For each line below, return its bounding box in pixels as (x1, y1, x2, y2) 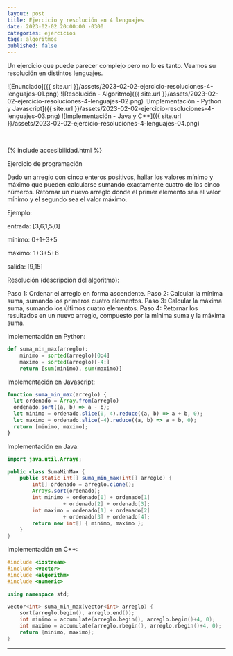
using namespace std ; (7, 591, 70, 598)
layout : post (7, 10, 45, 17)
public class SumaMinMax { (7, 468, 85, 476)
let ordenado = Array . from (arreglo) (13, 397, 119, 405)
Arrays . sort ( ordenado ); (32, 487, 101, 495)
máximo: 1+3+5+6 (7, 249, 59, 257)
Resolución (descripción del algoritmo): (7, 276, 120, 284)
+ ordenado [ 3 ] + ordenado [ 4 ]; (62, 513, 150, 521)
